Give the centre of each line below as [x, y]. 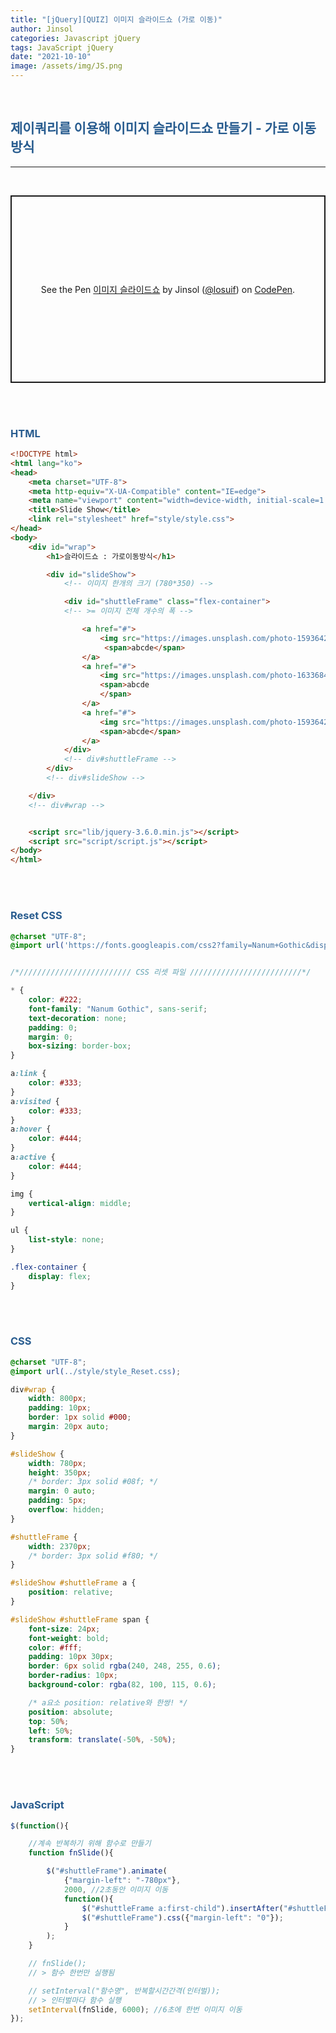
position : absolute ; [71, 1712]
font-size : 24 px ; [64, 1629]
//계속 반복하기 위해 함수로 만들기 [90, 1844]
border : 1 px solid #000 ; [80, 1417]
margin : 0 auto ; [62, 1491]
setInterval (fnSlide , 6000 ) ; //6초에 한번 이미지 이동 [135, 2009]
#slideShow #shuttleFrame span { [80, 1619]
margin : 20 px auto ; [69, 1427]
